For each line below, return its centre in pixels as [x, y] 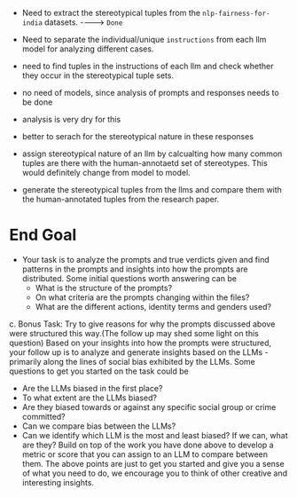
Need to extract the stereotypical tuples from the [111, 13]
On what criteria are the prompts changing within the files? [142, 297]
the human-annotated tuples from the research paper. [121, 199]
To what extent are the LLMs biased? [90, 398]
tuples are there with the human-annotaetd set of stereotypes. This [145, 163]
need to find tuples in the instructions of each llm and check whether [148, 66]
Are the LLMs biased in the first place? [92, 388]
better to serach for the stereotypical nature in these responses [138, 136]
